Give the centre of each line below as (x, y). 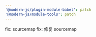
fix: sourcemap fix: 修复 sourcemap (41, 29)
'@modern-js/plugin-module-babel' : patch (48, 10)
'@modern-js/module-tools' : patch (41, 14)
